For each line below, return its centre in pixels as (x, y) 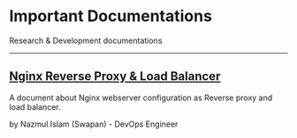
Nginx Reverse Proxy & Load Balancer (115, 76)
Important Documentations (110, 16)
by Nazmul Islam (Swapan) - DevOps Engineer (94, 124)
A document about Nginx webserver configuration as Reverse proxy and (141, 98)
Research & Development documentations (86, 40)
